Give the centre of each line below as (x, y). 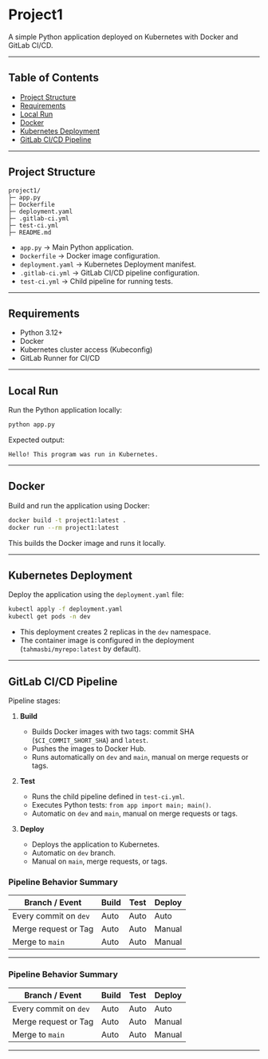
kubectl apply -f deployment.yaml (66, 609)
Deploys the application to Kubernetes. (96, 844)
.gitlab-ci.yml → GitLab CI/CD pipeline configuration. (110, 272)
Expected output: (37, 440)
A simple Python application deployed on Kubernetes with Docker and (123, 37)
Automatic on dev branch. (73, 853)
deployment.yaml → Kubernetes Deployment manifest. (108, 264)
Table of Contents (54, 78)
